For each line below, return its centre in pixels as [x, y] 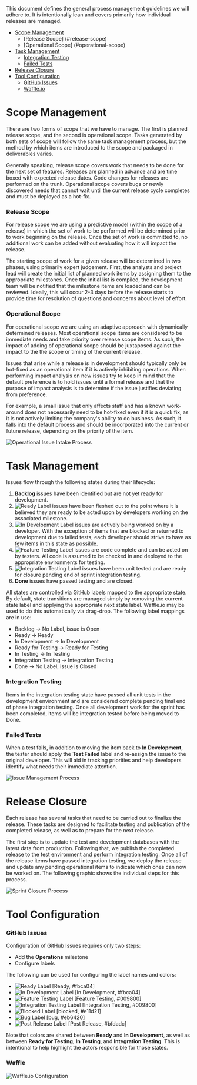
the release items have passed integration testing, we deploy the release [94, 861]
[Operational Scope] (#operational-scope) [74, 45]
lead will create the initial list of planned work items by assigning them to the [98, 274]
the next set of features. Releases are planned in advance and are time [92, 171]
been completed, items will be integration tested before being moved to [93, 713]
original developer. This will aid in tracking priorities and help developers [94, 760]
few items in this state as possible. [56, 543]
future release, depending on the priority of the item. [70, 431]
